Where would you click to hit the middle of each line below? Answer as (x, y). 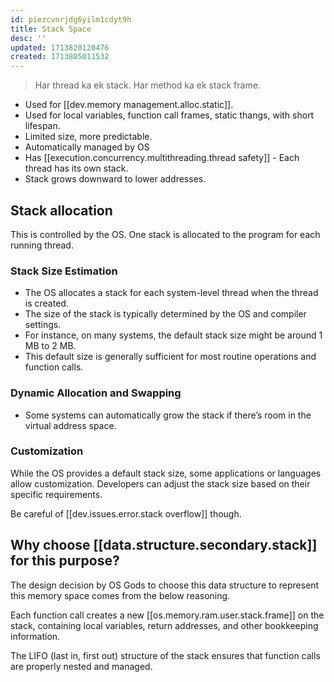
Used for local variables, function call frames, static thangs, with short (169, 115)
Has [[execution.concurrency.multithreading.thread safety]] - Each (162, 158)
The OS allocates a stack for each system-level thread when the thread (171, 293)
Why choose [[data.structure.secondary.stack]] (164, 545)
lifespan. (42, 126)
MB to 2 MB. (50, 346)
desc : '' (28, 38)
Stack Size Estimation (64, 271)
